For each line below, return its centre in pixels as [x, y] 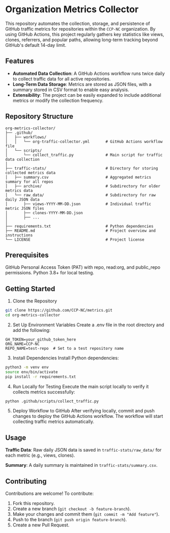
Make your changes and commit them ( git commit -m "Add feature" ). [86, 514]
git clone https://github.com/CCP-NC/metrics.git [59, 311]
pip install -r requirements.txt [41, 377]
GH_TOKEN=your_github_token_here [41, 340]
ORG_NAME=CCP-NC [22, 344]
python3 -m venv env [27, 367]
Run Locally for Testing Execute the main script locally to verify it [81, 386]
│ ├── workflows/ [26, 137]
